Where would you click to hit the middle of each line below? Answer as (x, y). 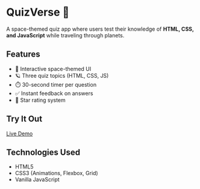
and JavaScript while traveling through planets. (65, 35)
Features (23, 54)
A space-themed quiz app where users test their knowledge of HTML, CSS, (100, 29)
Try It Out (24, 119)
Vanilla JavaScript (37, 179)
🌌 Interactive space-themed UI (53, 69)
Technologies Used (43, 152)
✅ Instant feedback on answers (54, 93)
